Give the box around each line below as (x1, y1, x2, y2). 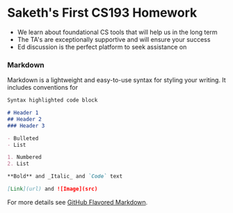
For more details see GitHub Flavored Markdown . (7, 198, 148, 206)
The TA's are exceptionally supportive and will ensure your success (17, 35, 211, 43)
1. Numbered (7, 154, 42, 161)
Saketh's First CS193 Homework (7, 5, 198, 21)
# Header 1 (7, 109, 39, 116)
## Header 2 (7, 116, 42, 123)
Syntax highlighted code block (7, 97, 98, 104)
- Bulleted (7, 134, 39, 142)
